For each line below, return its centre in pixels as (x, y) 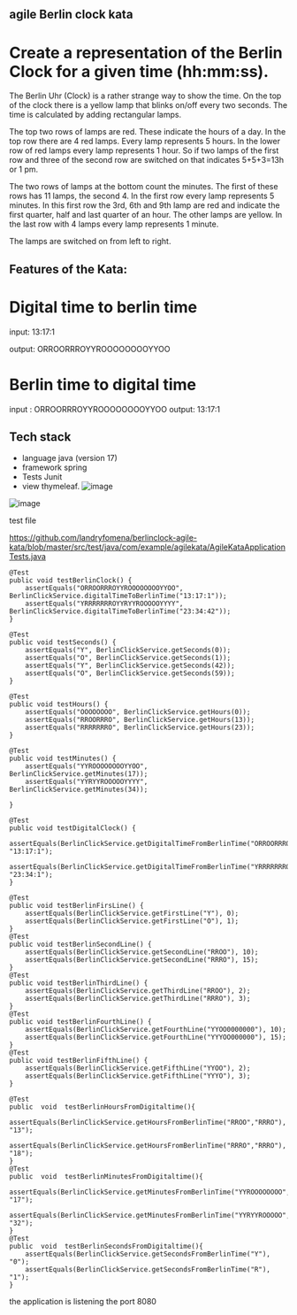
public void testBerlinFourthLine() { (80, 1022)
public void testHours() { (59, 704)
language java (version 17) (69, 458)
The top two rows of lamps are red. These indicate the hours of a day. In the (148, 132)
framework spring (54, 467)
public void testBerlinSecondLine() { (80, 945)
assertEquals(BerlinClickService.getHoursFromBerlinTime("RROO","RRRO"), (148, 1123)
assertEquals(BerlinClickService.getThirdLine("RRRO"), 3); (138, 999)
